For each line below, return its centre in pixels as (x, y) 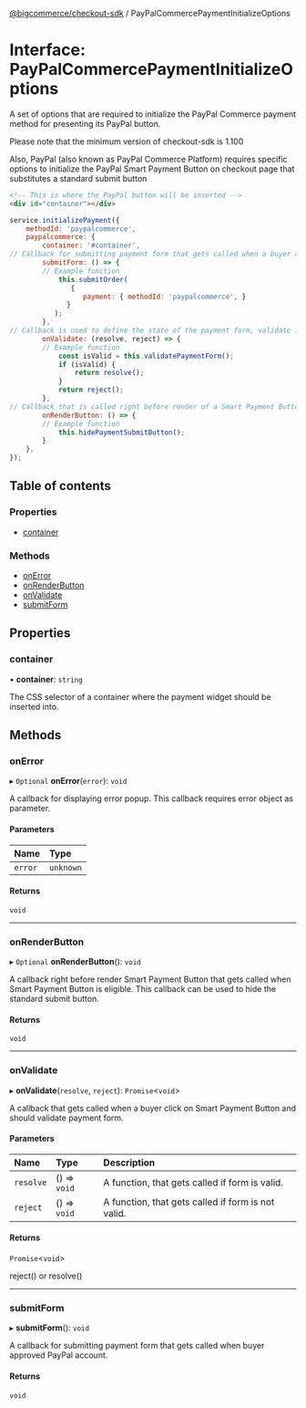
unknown (65, 867)
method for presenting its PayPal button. (85, 123)
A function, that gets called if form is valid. (194, 1183)
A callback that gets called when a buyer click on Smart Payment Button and (153, 1108)
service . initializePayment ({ (65, 220)
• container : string (46, 679)
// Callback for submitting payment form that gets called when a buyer (150, 255)
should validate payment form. (67, 1118)
